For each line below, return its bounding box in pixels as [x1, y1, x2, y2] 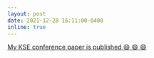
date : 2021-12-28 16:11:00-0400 [7, 17, 103, 24]
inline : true [7, 23, 46, 30]
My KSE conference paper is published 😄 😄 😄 [7, 43, 147, 52]
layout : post [7, 10, 46, 18]
